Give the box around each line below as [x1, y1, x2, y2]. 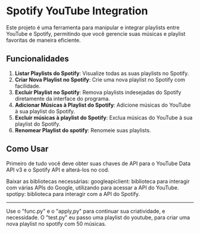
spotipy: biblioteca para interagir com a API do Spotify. [6, 190, 140, 197]
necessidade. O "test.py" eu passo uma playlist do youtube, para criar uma [6, 213, 190, 221]
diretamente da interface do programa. [14, 95, 110, 102]
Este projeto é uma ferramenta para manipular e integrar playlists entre [6, 24, 180, 31]
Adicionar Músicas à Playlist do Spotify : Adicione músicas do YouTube [14, 101, 191, 108]
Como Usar [6, 144, 49, 154]
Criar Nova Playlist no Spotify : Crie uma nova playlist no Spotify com [14, 76, 186, 83]
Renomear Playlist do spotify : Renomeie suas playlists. [14, 126, 151, 133]
